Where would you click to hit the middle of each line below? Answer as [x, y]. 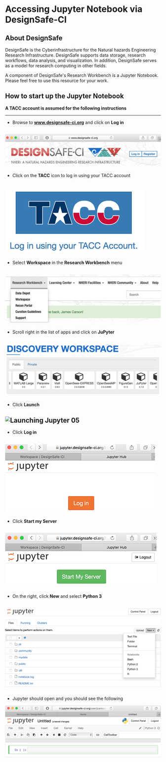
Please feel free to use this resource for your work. [57, 81]
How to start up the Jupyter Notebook [65, 96]
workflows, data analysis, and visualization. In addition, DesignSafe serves [81, 60]
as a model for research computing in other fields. [56, 66]
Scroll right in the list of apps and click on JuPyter [63, 332]
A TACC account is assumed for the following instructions [66, 108]
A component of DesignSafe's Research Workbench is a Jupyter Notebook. [82, 75]
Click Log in [24, 432]
